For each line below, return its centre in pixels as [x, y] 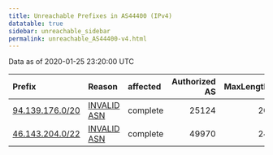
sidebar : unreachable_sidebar [60, 31]
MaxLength [247, 87]
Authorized [194, 82]
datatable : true [36, 24]
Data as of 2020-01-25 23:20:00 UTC [71, 62]
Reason [103, 87]
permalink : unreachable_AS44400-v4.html [78, 39]
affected [145, 87]
